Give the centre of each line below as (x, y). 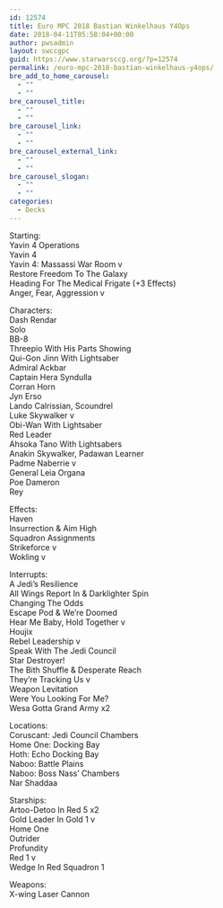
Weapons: (28, 884)
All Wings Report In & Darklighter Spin (79, 593)
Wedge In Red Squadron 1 (57, 867)
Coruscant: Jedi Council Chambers (74, 734)
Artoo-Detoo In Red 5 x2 (55, 809)
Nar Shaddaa (34, 782)
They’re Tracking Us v (50, 679)
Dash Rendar (33, 319)
